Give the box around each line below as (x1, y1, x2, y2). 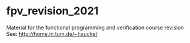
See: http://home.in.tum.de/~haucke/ (6, 30, 98, 37)
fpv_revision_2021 (6, 4, 99, 18)
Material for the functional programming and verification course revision (6, 24, 184, 31)
